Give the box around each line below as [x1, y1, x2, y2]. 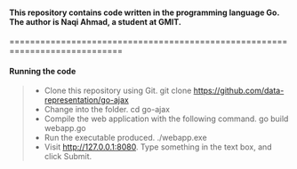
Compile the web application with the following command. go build [44, 113, 289, 124]
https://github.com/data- [193, 85, 285, 96]
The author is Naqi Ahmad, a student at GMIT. [9, 16, 182, 27]
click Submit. [44, 151, 92, 162]
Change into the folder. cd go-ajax [44, 104, 171, 115]
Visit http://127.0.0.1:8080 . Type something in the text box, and [44, 142, 273, 152]
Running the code [9, 65, 76, 76]
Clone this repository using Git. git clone [44, 85, 192, 96]
